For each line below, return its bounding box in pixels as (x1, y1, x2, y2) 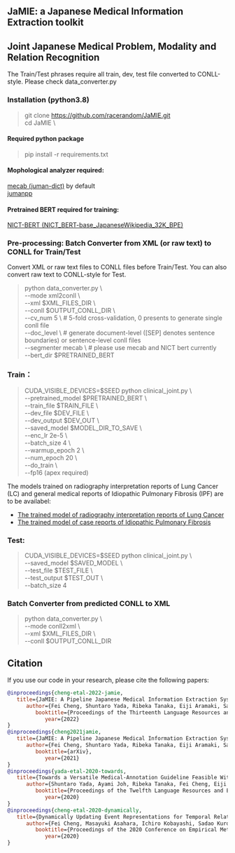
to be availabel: (7, 497, 51, 505)
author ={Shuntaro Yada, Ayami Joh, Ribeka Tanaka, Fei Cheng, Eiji (25, 781, 227, 788)
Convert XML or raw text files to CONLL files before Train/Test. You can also (7, 263, 227, 271)
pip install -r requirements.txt (24, 150, 108, 159)
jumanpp (7, 189, 33, 197)
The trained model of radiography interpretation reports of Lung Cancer (17, 510, 225, 518)
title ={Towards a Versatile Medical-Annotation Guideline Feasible (16, 774, 218, 781)
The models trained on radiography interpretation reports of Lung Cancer (7, 482, 219, 490)
